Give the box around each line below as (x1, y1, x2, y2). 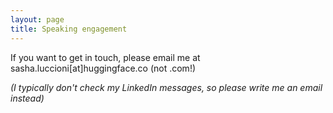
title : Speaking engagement (10, 24, 128, 34)
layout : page (10, 14, 65, 25)
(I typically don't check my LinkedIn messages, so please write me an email (10, 81, 323, 93)
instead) (10, 92, 45, 104)
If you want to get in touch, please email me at (10, 51, 201, 63)
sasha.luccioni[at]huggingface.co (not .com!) (10, 62, 197, 74)
